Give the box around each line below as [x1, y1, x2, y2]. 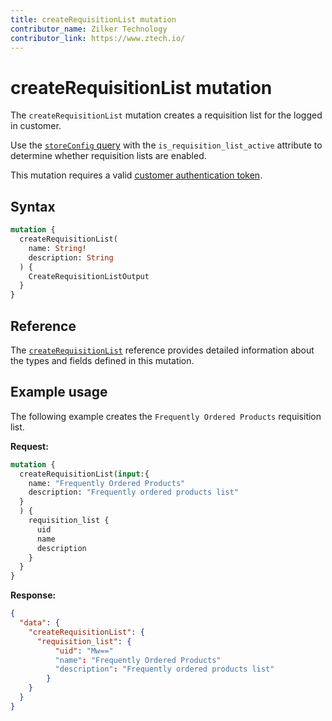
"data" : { [19, 618, 60, 628]
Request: [10, 440, 49, 452]
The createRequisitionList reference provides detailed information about [10, 344, 315, 356]
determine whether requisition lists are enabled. [10, 150, 207, 162]
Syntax [10, 198, 56, 215]
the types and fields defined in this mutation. [10, 354, 195, 366]
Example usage [10, 384, 108, 401]
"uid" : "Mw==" [54, 646, 114, 656]
